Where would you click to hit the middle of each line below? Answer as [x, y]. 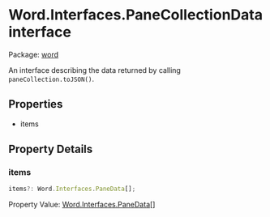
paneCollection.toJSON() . [51, 79]
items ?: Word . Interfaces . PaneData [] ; [72, 189]
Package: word [34, 54]
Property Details [51, 149]
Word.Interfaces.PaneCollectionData [136, 15]
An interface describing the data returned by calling [94, 70]
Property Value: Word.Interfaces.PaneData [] [82, 205]
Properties [36, 104]
